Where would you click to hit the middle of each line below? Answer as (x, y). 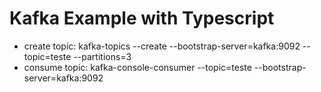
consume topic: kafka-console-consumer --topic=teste (137, 67)
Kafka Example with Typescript (142, 18)
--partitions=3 (102, 56)
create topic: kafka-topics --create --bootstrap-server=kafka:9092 (162, 46)
